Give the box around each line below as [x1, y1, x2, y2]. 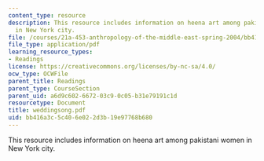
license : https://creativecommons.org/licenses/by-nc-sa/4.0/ [8, 63, 216, 71]
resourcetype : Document [8, 99, 86, 107]
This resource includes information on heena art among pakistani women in [8, 135, 253, 145]
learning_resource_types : [8, 48, 93, 56]
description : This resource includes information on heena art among [8, 19, 241, 27]
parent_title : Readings [8, 77, 86, 85]
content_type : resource [8, 11, 86, 20]
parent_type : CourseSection [8, 84, 101, 93]
